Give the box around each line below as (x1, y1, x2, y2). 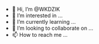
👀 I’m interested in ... (11, 12, 63, 19)
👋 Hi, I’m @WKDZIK (11, 6, 60, 12)
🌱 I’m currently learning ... (11, 18, 76, 25)
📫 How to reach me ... (11, 32, 68, 38)
